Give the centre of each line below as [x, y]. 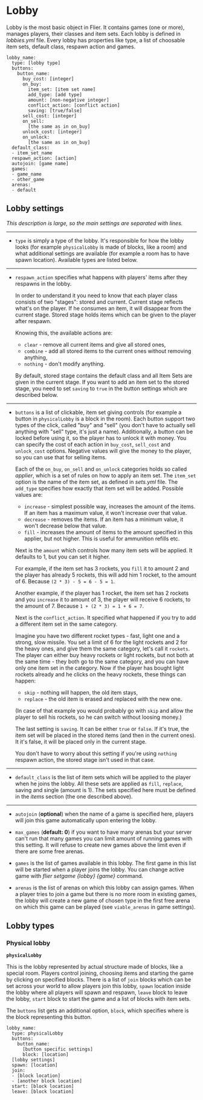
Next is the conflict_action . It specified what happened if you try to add [105, 617]
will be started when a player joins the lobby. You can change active [99, 869]
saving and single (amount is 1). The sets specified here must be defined [105, 790]
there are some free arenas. [50, 851]
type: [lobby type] [36, 63]
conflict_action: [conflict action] [74, 105]
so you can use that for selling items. [61, 457]
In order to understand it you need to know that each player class [96, 295]
